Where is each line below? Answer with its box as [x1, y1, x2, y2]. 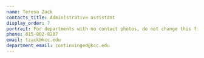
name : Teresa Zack [6, 8, 53, 15]
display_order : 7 [6, 20, 50, 26]
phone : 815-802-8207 [6, 31, 59, 37]
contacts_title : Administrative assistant [6, 14, 115, 21]
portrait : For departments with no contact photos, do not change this [6, 25, 191, 32]
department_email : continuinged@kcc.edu [6, 43, 110, 49]
